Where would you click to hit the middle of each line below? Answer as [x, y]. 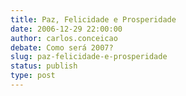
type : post [33, 76]
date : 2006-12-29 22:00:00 [66, 29]
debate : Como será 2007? [62, 47]
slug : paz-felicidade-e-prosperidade [89, 57]
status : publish [44, 66]
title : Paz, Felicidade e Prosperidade [93, 19]
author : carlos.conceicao [64, 38]
